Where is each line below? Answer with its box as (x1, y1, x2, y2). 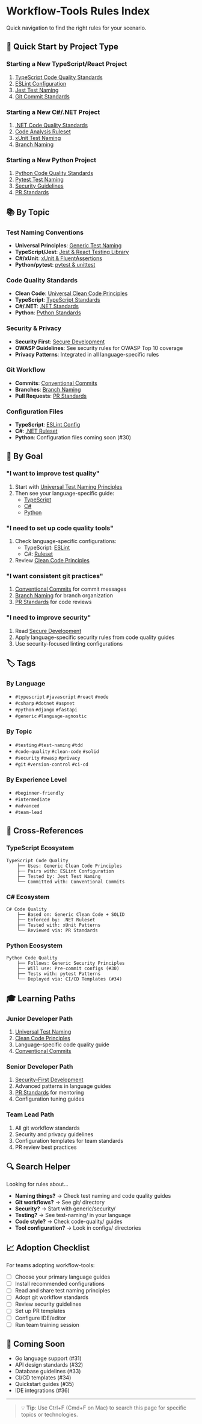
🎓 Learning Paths (6, 993, 76, 1003)
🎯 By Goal (6, 451, 43, 462)
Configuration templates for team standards (14, 1137, 124, 1144)
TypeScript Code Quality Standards (14, 74, 103, 81)
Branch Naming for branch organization (14, 592, 113, 599)
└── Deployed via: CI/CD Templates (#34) (17, 976, 122, 982)
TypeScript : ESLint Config (14, 421, 81, 428)
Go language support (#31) (14, 1355, 82, 1362)
